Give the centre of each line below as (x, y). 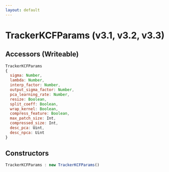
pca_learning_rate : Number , (40, 94)
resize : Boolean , (28, 99)
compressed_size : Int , (34, 123)
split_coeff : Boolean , (34, 104)
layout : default (23, 10)
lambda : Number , (27, 80)
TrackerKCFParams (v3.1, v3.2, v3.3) (85, 35)
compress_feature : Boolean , (40, 114)
